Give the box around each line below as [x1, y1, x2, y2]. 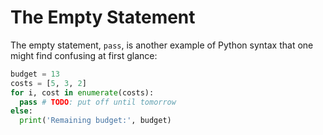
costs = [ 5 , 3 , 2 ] [10, 78, 87, 88]
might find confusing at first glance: [10, 49, 158, 61]
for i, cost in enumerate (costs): [10, 87, 155, 98]
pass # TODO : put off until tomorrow [19, 97, 177, 107]
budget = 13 [10, 69, 60, 79]
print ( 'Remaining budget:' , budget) [19, 116, 172, 126]
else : [10, 106, 33, 116]
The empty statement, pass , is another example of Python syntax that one [10, 39, 314, 51]
